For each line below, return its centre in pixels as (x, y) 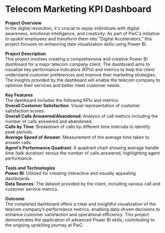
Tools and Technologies (30, 168)
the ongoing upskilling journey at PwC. (45, 225)
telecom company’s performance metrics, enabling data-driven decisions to (82, 209)
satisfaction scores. (25, 111)
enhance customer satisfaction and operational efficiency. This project (77, 214)
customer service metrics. (32, 189)
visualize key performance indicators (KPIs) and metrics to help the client (80, 69)
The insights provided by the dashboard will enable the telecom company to (82, 80)
